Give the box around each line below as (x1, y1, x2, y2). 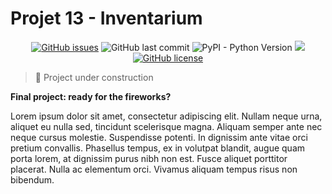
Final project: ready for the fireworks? (10, 90, 172, 102)
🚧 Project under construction (34, 71, 154, 83)
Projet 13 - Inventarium (10, 7, 203, 30)
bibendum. (10, 173, 55, 186)
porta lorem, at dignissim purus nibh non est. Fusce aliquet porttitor (10, 152, 288, 164)
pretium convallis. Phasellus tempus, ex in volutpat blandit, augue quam (10, 142, 306, 154)
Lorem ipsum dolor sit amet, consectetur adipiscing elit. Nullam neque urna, (10, 110, 323, 122)
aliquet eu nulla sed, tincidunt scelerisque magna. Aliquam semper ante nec (10, 120, 323, 132)
